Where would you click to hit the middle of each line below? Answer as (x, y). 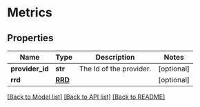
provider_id (30, 69)
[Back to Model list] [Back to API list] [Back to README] (86, 97)
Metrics (30, 13)
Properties (30, 38)
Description (115, 57)
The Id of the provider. (115, 69)
